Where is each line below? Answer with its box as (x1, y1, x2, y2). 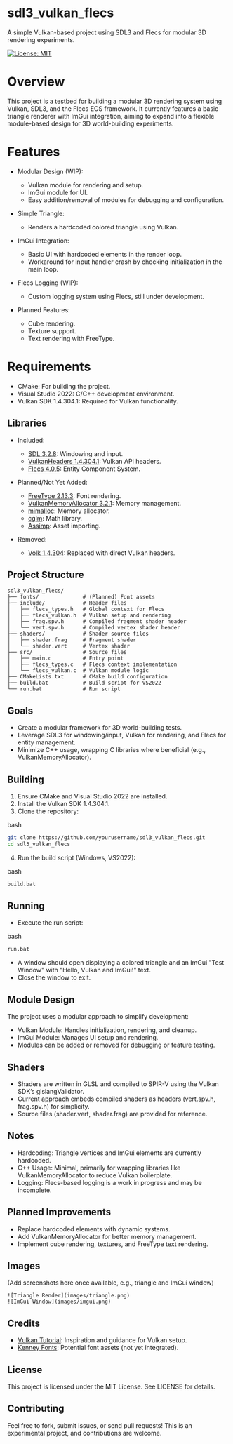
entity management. (17, 738, 76, 747)
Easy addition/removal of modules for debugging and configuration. (27, 195, 225, 204)
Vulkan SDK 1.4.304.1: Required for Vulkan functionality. (17, 396, 179, 405)
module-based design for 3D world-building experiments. (7, 119, 174, 128)
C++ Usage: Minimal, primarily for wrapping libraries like (17, 1163, 181, 1172)
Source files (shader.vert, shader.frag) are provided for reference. (17, 1109, 208, 1118)
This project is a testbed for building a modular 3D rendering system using (7, 97, 222, 105)
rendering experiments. (7, 35, 75, 44)
